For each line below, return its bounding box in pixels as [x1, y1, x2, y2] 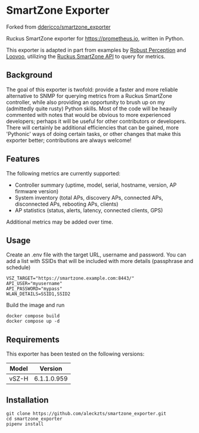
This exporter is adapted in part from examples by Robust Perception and [6, 46, 186, 54]
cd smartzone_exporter [6, 416, 63, 422]
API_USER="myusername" [6, 281, 63, 287]
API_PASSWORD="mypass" [6, 286, 63, 292]
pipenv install [6, 421, 44, 427]
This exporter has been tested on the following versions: [6, 350, 145, 358]
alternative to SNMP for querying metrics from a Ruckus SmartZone [6, 92, 173, 99]
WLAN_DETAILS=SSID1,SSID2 [6, 291, 70, 297]
